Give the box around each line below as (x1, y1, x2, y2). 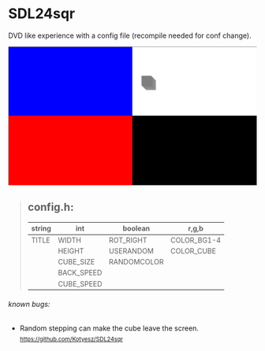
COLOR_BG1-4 (170, 235, 222, 245)
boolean (122, 224, 151, 233)
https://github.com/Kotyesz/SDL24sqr (19, 335, 124, 343)
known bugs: (8, 299, 50, 309)
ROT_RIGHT (109, 235, 147, 245)
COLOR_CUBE (170, 246, 217, 256)
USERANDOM (109, 246, 154, 256)
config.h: (27, 201, 74, 214)
